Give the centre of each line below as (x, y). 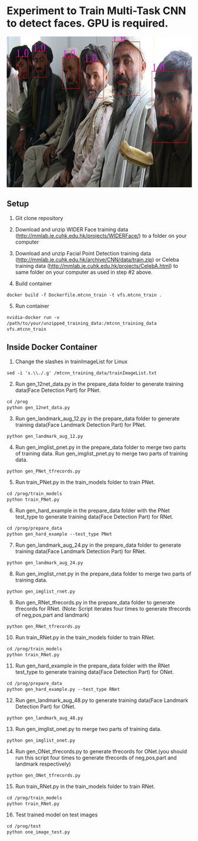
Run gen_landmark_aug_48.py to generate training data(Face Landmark (102, 700)
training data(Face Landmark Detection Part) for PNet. (80, 424)
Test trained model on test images (56, 815)
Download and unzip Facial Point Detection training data (83, 253)
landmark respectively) (43, 764)
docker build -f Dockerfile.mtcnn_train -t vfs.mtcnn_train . (84, 295)
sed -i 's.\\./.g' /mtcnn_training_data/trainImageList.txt (82, 373)
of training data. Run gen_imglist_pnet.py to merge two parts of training (101, 453)
